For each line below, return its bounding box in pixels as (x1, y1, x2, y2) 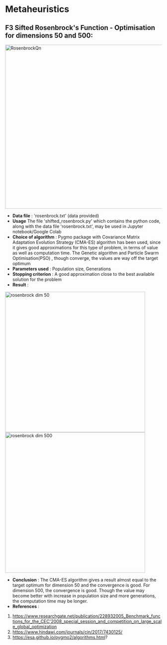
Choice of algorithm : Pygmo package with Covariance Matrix (12, 234, 140, 240)
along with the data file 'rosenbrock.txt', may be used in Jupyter (12, 223, 143, 229)
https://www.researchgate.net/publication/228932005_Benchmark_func (12, 613, 161, 619)
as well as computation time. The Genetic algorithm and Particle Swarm (12, 250, 159, 256)
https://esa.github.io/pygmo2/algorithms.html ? (12, 635, 108, 640)
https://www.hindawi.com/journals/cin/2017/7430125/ (12, 629, 123, 635)
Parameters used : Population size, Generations (12, 266, 111, 272)
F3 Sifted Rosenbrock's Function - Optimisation (5, 23, 156, 32)
